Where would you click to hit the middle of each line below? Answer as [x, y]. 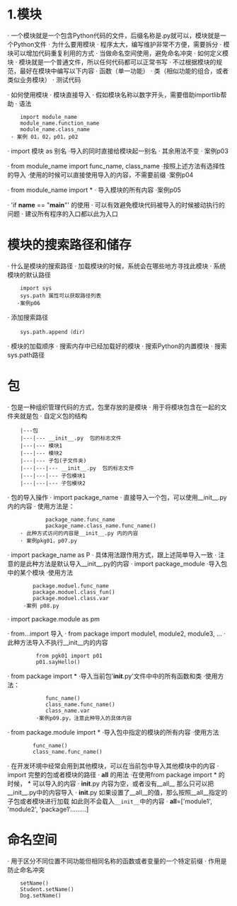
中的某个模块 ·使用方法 [40, 572]
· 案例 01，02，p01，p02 [44, 137]
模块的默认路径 [29, 275]
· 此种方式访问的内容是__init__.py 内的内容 [79, 533]
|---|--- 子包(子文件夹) [53, 461]
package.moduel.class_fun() [74, 592]
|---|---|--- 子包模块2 [53, 483]
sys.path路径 [26, 355]
